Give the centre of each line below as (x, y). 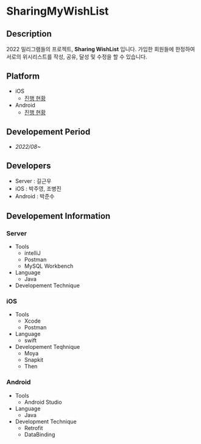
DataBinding (40, 434)
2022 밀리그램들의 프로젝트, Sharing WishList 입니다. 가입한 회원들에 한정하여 (101, 49)
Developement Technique (48, 285)
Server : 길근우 (33, 181)
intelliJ (33, 253)
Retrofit (33, 428)
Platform (23, 77)
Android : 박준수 (35, 196)
